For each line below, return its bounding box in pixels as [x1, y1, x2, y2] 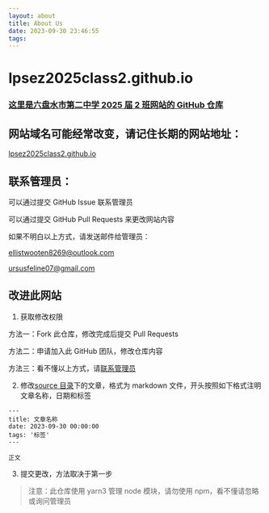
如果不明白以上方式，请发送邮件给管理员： [8, 231, 150, 241]
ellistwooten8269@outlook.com [8, 247, 115, 257]
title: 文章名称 [8, 415, 58, 423]
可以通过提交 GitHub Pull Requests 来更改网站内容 [8, 214, 175, 224]
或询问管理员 [27, 496, 71, 506]
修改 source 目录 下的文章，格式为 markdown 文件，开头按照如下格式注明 [19, 381, 262, 390]
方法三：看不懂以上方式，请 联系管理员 [8, 363, 136, 372]
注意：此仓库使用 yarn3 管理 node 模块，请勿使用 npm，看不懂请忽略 [27, 486, 260, 495]
